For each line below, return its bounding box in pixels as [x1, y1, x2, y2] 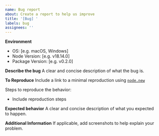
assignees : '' [5, 25, 34, 30]
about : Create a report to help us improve [5, 12, 95, 17]
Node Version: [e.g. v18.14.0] [12, 53, 70, 59]
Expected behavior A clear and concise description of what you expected [5, 106, 154, 112]
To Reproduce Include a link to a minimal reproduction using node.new [5, 78, 145, 83]
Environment [5, 39, 32, 44]
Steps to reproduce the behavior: [5, 87, 72, 93]
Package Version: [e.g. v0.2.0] [12, 58, 73, 64]
